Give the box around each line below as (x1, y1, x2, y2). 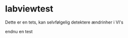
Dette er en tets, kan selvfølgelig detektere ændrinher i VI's (5, 19, 124, 25)
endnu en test (5, 28, 33, 34)
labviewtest (5, 3, 54, 14)
